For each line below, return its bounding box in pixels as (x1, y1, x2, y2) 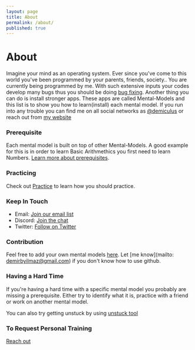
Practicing (6, 169, 37, 177)
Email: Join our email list (14, 210, 74, 218)
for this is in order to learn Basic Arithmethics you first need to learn (6, 148, 171, 155)
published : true (6, 25, 46, 31)
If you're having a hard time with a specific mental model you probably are (6, 285, 187, 292)
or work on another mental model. (6, 298, 89, 305)
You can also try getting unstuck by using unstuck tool (6, 309, 138, 316)
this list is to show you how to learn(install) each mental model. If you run (6, 101, 184, 108)
